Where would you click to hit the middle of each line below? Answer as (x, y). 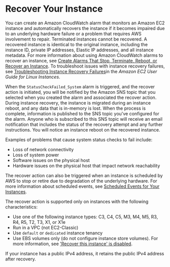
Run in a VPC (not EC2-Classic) (45, 227)
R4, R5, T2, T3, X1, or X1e (39, 222)
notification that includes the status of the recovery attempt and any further (84, 124)
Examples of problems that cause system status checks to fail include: (79, 140)
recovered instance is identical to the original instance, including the (77, 44)
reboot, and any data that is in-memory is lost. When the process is (76, 108)
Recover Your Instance (54, 9)
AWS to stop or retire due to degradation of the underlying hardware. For (81, 181)
